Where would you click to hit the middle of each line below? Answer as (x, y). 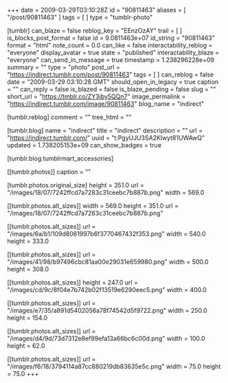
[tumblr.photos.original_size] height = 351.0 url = (76, 185)
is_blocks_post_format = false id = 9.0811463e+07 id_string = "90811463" (111, 38)
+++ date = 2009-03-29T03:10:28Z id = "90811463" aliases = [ (97, 10)
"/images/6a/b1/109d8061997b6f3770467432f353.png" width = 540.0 (106, 234)
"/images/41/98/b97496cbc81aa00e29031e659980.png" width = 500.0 (108, 262)
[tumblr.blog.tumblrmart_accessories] (60, 158)
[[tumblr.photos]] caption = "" (49, 172)
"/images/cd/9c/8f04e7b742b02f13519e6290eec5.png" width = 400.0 (107, 290)
